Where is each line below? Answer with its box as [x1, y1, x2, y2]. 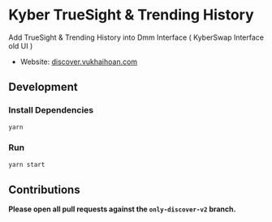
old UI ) [8, 41, 33, 50]
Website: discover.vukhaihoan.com [19, 57, 138, 66]
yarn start [8, 160, 45, 169]
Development [8, 80, 79, 94]
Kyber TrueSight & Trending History [8, 6, 254, 24]
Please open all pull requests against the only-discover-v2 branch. [8, 204, 236, 214]
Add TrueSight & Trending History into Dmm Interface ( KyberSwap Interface [8, 32, 265, 42]
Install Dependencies [8, 105, 94, 116]
